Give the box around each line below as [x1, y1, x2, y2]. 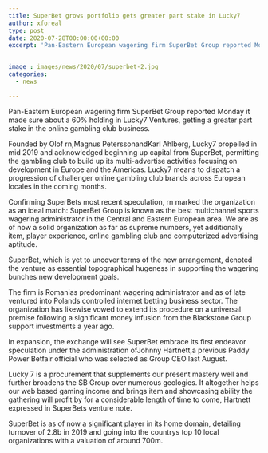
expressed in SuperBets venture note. [8, 403, 133, 412]
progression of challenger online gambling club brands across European [8, 173, 246, 182]
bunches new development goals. [8, 272, 120, 281]
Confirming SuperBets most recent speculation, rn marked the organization [8, 197, 256, 206]
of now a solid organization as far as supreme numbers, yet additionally [8, 222, 243, 232]
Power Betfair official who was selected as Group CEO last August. [8, 353, 227, 364]
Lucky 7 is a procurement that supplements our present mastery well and [8, 369, 249, 379]
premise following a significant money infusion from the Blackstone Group [8, 312, 252, 322]
